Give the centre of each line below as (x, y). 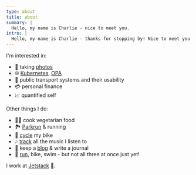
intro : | (17, 33)
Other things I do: (27, 109)
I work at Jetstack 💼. (31, 166)
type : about (21, 11)
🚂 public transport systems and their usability (69, 80)
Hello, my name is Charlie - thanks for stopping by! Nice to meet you (101, 39)
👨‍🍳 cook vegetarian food (45, 120)
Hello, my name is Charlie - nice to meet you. (71, 28)
